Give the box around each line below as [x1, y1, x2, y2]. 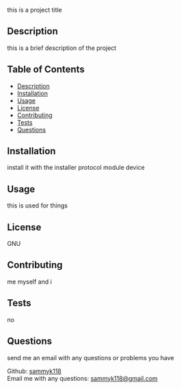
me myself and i [7, 277, 53, 286]
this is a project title [7, 6, 63, 14]
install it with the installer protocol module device [7, 164, 145, 172]
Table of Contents [7, 64, 85, 75]
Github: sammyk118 [7, 366, 61, 375]
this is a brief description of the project [7, 44, 117, 52]
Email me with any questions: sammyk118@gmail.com [7, 374, 158, 382]
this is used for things [7, 201, 68, 210]
